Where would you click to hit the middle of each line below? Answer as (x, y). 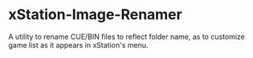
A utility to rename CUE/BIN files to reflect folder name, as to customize (126, 37)
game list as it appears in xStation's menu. (78, 44)
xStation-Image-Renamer (95, 15)
